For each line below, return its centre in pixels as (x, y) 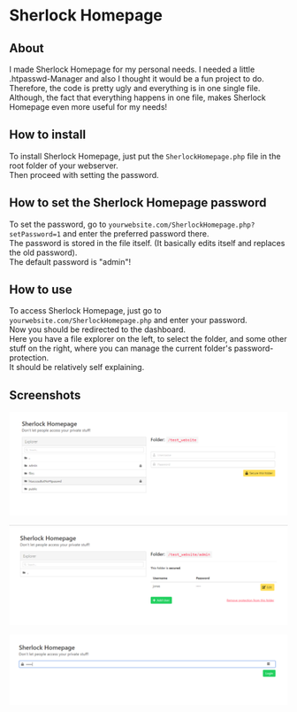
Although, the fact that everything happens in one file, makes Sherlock (138, 97)
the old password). (43, 252)
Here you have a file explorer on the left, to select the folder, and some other (148, 339)
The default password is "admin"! (70, 261)
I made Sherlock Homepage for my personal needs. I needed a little (132, 69)
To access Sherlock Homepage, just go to (85, 311)
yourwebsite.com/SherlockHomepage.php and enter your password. (128, 321)
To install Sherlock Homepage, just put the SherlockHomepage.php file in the (145, 156)
